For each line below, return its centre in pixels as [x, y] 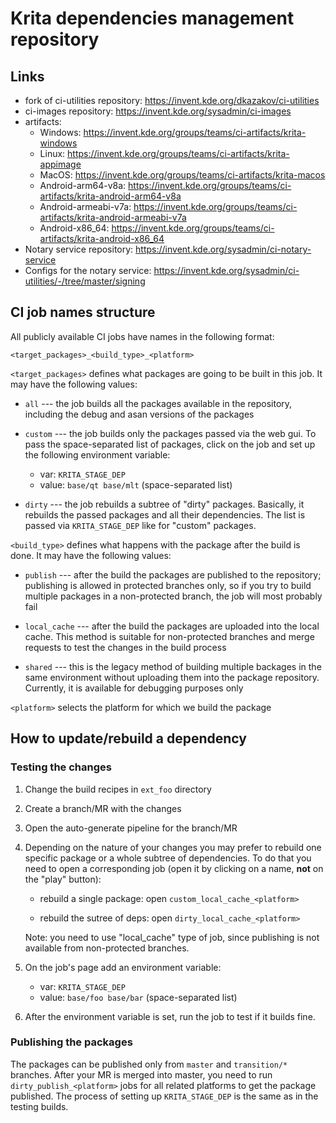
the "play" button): [63, 879]
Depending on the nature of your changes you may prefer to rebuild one [173, 847]
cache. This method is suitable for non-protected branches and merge [169, 636]
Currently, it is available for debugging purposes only [134, 688]
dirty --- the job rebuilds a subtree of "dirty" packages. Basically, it [164, 504]
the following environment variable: [97, 454]
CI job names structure [83, 312]
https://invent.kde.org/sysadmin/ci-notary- [223, 249]
